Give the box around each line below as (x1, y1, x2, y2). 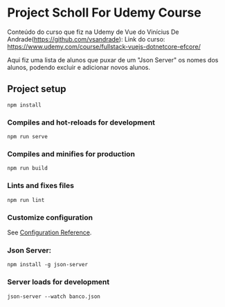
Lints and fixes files (7, 181, 75, 191)
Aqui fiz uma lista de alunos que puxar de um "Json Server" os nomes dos (7, 55, 219, 64)
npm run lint (7, 196, 45, 203)
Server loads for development (7, 277, 110, 287)
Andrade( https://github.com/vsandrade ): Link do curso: (7, 35, 165, 43)
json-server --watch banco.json (7, 292, 100, 300)
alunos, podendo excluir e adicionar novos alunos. (7, 63, 151, 71)
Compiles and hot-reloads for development (7, 118, 156, 127)
